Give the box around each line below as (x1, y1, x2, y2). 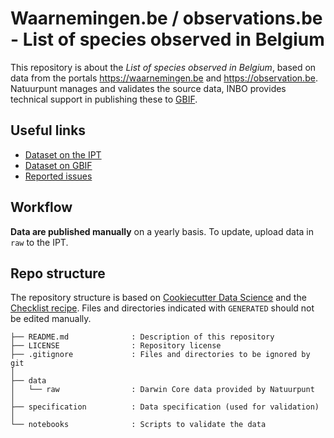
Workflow (10, 199, 73, 216)
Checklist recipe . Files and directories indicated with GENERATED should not (10, 302, 315, 314)
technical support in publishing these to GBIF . (10, 93, 198, 105)
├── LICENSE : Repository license (10, 341, 222, 351)
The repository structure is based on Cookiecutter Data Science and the (10, 292, 307, 304)
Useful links (10, 122, 87, 139)
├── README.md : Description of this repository (10, 332, 275, 342)
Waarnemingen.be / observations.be (10, 7, 323, 30)
